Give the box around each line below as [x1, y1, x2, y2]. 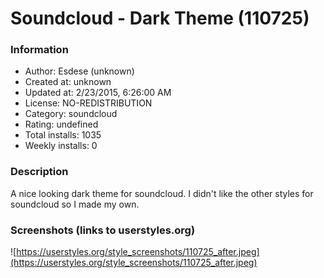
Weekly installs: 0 [24, 140, 98, 152]
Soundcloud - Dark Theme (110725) [10, 7, 310, 30]
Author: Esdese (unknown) [24, 65, 135, 77]
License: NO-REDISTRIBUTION [24, 97, 153, 109]
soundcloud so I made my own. [10, 198, 140, 210]
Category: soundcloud [24, 108, 118, 120]
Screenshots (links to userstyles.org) [10, 223, 196, 237]
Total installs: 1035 [24, 129, 102, 141]
